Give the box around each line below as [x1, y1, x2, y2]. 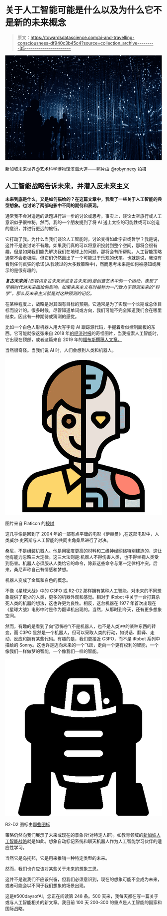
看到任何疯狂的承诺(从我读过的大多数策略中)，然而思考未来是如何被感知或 [5, 261, 157, 267]
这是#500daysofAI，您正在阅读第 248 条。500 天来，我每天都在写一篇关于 [5, 893, 159, 899]
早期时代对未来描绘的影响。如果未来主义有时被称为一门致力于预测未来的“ [5, 284, 156, 290]
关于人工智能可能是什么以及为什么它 [5, 4, 154, 16]
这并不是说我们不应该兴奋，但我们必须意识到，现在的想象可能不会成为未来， [5, 876, 162, 882]
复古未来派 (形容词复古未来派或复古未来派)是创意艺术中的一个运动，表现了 [5, 278, 158, 284]
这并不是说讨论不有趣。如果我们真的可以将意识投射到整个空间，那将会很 [5, 242, 153, 248]
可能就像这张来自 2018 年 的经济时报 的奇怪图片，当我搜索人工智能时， [18, 330, 162, 336]
